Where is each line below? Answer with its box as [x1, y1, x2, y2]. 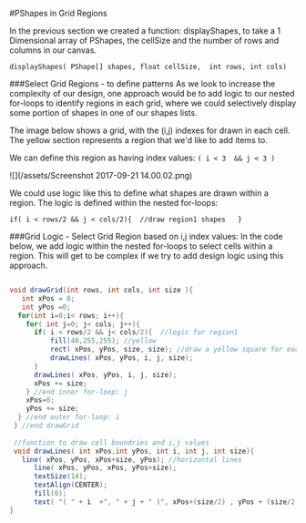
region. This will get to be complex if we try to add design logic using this [9, 251, 284, 261]
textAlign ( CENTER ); [33, 480, 107, 490]
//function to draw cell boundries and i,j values [13, 437, 209, 447]
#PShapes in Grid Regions [9, 8, 107, 18]
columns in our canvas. [9, 45, 97, 56]
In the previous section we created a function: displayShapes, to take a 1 [9, 26, 280, 36]
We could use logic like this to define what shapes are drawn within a [9, 188, 269, 199]
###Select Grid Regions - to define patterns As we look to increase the [9, 78, 276, 89]
